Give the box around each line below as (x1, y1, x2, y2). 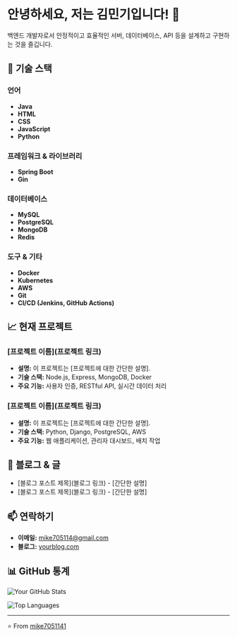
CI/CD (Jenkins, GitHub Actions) (17, 298, 115, 307)
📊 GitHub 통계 (7, 565, 70, 577)
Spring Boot (17, 167, 54, 176)
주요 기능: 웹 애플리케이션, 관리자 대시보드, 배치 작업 (17, 436, 161, 445)
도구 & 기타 (7, 252, 42, 262)
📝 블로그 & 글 (7, 458, 61, 470)
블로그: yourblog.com (17, 542, 80, 551)
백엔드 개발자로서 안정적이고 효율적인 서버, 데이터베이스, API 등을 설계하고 (7, 31, 212, 40)
